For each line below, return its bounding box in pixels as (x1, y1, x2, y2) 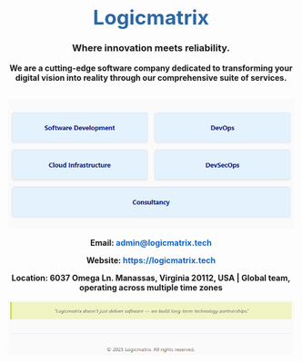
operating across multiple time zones (79, 281, 223, 293)
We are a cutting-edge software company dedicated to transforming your (9, 63, 293, 73)
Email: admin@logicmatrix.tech (90, 237, 212, 248)
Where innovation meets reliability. (72, 42, 230, 54)
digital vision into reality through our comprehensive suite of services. (15, 72, 287, 83)
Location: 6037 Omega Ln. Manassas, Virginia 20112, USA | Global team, (11, 272, 291, 283)
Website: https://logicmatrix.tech (86, 254, 216, 266)
